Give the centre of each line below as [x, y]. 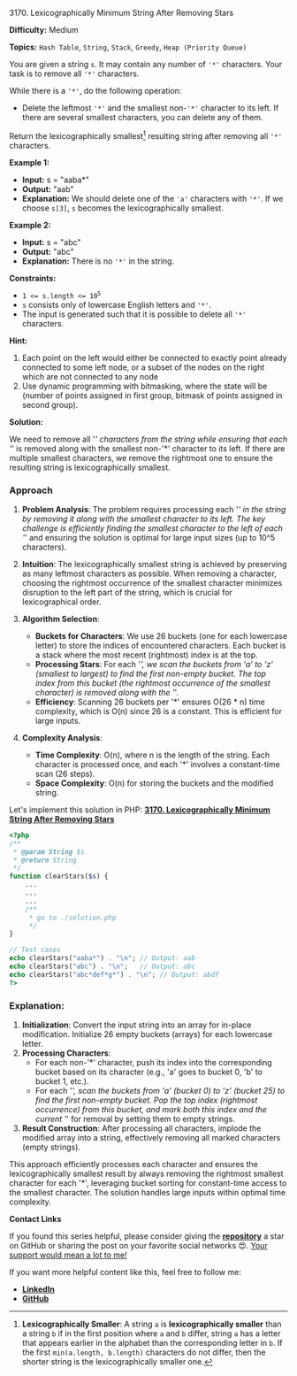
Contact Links [35, 1219]
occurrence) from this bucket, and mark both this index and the [151, 1109]
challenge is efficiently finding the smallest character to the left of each [152, 528]
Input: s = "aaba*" [56, 180]
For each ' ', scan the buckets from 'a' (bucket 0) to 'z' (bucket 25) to [160, 1091]
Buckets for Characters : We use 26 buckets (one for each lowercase [161, 635]
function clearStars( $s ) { [59, 876]
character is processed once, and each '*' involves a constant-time [157, 764]
